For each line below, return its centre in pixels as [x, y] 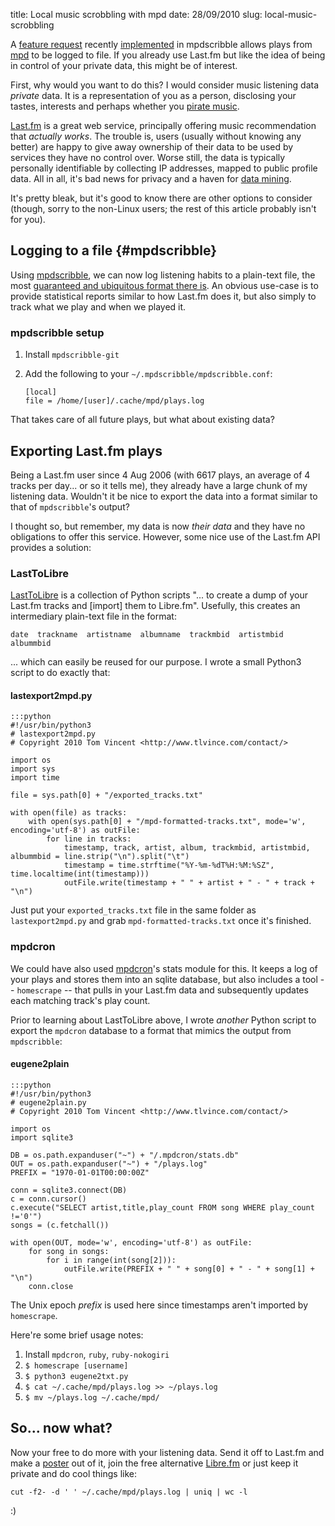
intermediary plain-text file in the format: [93, 616]
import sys [33, 769]
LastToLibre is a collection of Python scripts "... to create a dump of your [159, 595]
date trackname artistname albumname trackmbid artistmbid [147, 635]
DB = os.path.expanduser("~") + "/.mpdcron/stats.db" [125, 1155]
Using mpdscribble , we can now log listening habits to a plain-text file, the [163, 275]
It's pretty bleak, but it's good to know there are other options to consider [161, 198]
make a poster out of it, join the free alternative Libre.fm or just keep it [154, 1463]
